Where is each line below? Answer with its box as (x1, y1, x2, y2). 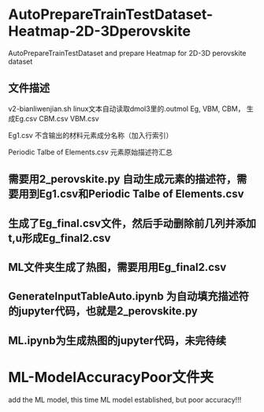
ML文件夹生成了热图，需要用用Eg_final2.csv (8, 260, 227, 273)
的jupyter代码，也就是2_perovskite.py (8, 305, 199, 318)
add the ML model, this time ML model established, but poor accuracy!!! (8, 395, 242, 404)
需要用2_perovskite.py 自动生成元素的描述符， (8, 173, 237, 186)
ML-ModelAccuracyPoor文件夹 (8, 368, 214, 386)
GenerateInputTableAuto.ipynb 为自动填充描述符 (8, 290, 250, 303)
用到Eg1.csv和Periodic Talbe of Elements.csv (18, 187, 244, 201)
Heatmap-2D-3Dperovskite (8, 22, 191, 40)
